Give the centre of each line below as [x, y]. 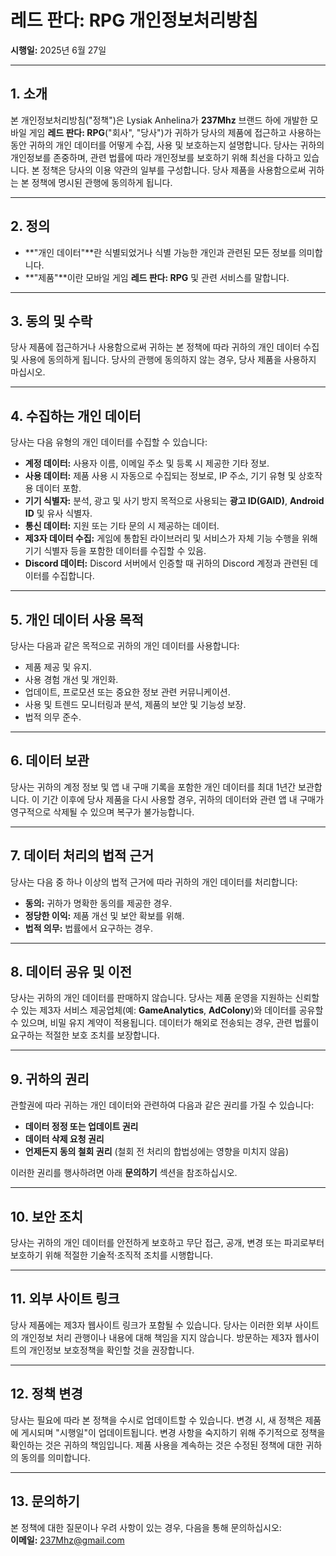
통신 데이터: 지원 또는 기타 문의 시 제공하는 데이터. [122, 526]
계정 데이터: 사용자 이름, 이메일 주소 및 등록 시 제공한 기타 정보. [147, 463]
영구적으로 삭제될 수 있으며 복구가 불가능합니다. [102, 812]
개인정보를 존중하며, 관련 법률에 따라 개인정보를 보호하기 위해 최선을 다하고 [156, 157]
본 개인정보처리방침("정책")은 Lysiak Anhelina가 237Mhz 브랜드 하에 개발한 [159, 120]
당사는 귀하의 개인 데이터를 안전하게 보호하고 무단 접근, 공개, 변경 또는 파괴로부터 [167, 1243]
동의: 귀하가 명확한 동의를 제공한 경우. [98, 903]
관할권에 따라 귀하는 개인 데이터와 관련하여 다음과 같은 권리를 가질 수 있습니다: [162, 1105]
